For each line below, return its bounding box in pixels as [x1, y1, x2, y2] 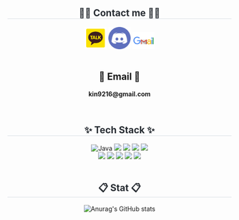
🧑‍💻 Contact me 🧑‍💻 [78, 7, 161, 19]
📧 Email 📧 [98, 70, 141, 83]
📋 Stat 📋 [98, 182, 141, 194]
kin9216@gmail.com [88, 90, 151, 98]
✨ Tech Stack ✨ [84, 124, 155, 136]
